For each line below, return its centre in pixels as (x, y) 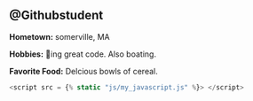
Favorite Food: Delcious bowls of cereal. (83, 71)
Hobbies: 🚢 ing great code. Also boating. (83, 54)
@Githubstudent (56, 16)
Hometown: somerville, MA (59, 36)
